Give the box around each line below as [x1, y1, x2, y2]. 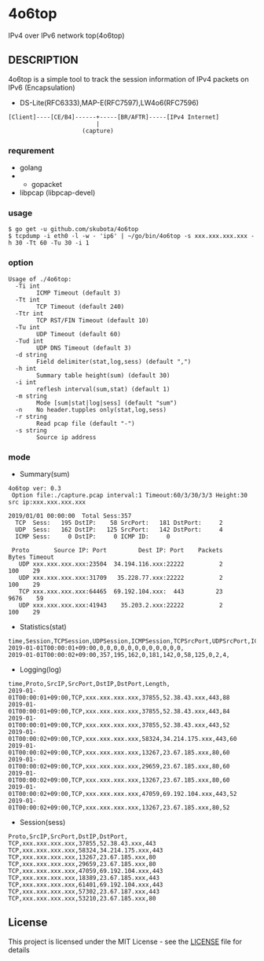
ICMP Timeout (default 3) [36, 288, 122, 297]
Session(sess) [19, 817, 66, 827]
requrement [8, 145, 55, 156]
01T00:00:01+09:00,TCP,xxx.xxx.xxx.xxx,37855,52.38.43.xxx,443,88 [8, 693, 230, 702]
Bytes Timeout [8, 553, 55, 561]
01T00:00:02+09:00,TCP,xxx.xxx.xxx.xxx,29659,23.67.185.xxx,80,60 [8, 762, 230, 770]
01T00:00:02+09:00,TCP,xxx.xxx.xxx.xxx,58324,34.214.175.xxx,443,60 [8, 735, 237, 743]
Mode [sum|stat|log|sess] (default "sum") [36, 398, 178, 407]
